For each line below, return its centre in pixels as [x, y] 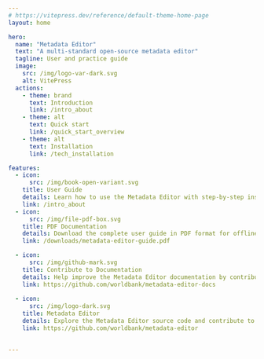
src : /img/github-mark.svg [73, 262]
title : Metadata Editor [61, 314]
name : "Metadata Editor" [56, 44]
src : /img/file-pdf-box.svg [75, 219]
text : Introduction [60, 103]
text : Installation [60, 146]
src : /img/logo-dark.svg [70, 306]
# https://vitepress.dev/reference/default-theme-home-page [109, 15]
